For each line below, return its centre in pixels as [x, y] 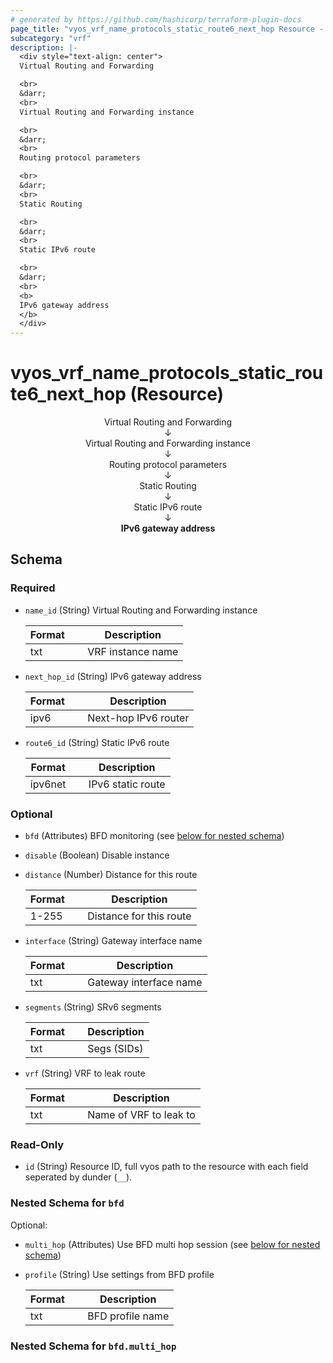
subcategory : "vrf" [51, 38]
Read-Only [37, 1144]
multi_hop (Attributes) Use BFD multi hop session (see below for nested [172, 1244]
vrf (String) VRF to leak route [85, 1073]
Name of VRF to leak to [141, 1115]
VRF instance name [133, 651]
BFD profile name [128, 1316]
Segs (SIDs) [115, 1049]
